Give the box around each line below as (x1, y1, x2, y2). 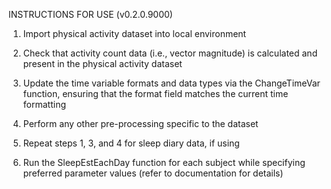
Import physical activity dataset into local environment (22, 28, 247, 39)
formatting (22, 99, 66, 110)
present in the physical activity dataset (22, 58, 183, 69)
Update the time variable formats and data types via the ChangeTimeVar (22, 77, 321, 89)
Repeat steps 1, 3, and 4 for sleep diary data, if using (22, 137, 240, 149)
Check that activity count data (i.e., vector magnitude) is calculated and (22, 47, 318, 59)
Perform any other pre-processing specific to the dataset (22, 118, 259, 129)
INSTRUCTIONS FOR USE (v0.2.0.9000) (8, 9, 173, 20)
